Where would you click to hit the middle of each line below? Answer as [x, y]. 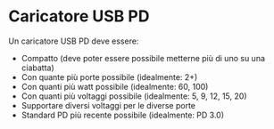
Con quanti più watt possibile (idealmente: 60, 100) [115, 86]
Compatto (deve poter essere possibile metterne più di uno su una [143, 58]
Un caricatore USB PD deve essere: [74, 41]
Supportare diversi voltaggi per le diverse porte [108, 105]
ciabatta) [37, 68]
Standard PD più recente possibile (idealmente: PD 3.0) [123, 115]
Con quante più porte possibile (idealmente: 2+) [109, 77]
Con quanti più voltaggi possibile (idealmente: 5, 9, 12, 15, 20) [134, 96]
